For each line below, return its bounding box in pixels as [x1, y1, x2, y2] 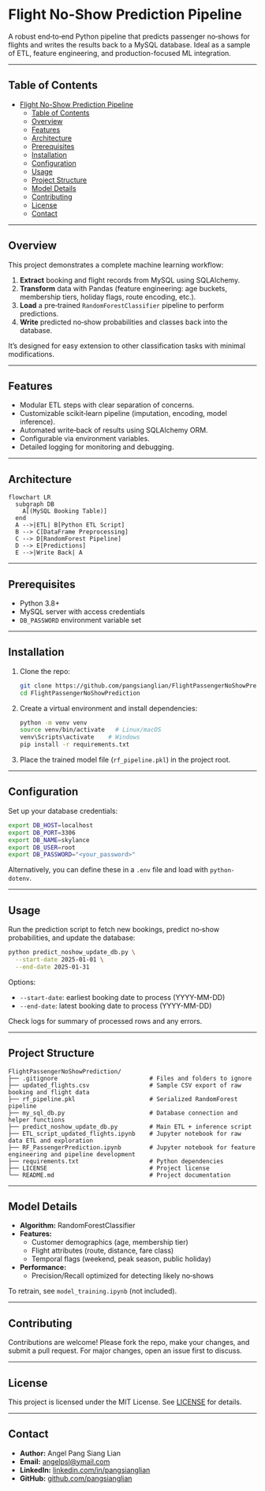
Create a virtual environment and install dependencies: [19, 703, 198, 713]
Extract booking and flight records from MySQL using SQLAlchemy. [19, 275, 241, 285]
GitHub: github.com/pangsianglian [19, 1474, 132, 1483]
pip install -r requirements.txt [19, 740, 130, 749]
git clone [19, 681, 53, 690]
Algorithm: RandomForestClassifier [19, 1221, 136, 1231]
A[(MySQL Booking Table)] [22, 508, 108, 515]
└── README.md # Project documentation [8, 1171, 231, 1179]
